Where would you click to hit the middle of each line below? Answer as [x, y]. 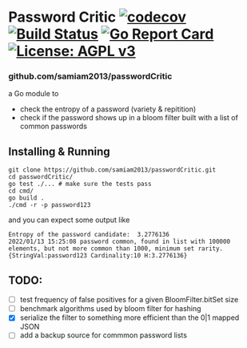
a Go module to [34, 94]
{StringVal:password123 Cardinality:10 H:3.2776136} [98, 256]
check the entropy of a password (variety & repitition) [108, 109]
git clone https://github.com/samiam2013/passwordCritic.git [112, 170]
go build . [26, 198]
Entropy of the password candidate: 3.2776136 [89, 235]
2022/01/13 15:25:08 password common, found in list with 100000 [119, 242]
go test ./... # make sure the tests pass [80, 184]
